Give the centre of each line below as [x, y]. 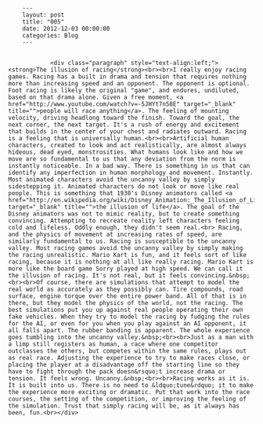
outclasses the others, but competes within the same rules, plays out [127, 351]
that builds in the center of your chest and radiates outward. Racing [127, 132]
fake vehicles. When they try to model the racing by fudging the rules [129, 317]
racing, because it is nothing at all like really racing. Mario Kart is [131, 262]
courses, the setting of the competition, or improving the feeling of [127, 399]
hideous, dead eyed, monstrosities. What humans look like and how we [126, 152]
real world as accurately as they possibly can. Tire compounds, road [126, 289]
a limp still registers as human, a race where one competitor [113, 344]
